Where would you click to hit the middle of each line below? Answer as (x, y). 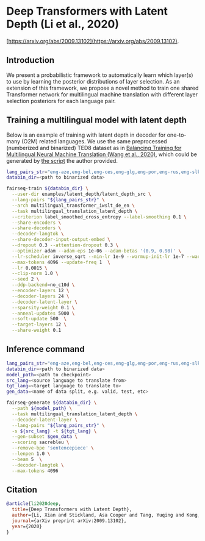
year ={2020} (27, 526)
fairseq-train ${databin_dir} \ (47, 188)
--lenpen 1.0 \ (31, 454)
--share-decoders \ (37, 228)
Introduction (31, 60)
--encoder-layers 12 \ (41, 291)
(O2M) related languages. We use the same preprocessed (94, 141)
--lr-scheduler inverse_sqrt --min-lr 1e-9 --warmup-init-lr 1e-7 (98, 256)
